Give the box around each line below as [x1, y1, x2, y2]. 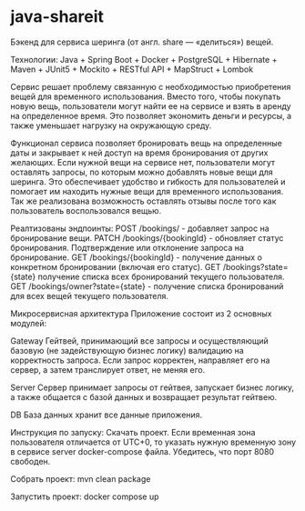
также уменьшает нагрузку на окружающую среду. [10, 120, 212, 131]
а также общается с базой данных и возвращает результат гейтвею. [10, 391, 277, 402]
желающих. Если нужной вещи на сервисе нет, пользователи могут [10, 156, 276, 167]
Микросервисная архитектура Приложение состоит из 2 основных [10, 307, 272, 319]
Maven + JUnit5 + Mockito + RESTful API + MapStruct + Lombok [10, 64, 254, 75]
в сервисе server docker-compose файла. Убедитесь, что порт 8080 [10, 446, 275, 456]
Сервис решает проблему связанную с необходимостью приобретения [10, 81, 291, 92]
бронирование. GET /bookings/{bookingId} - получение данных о [10, 252, 263, 263]
